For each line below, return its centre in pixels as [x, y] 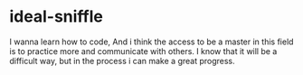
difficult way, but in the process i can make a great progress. [122, 61]
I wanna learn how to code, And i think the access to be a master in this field [151, 42]
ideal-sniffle [57, 17]
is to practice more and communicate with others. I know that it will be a [143, 51]
